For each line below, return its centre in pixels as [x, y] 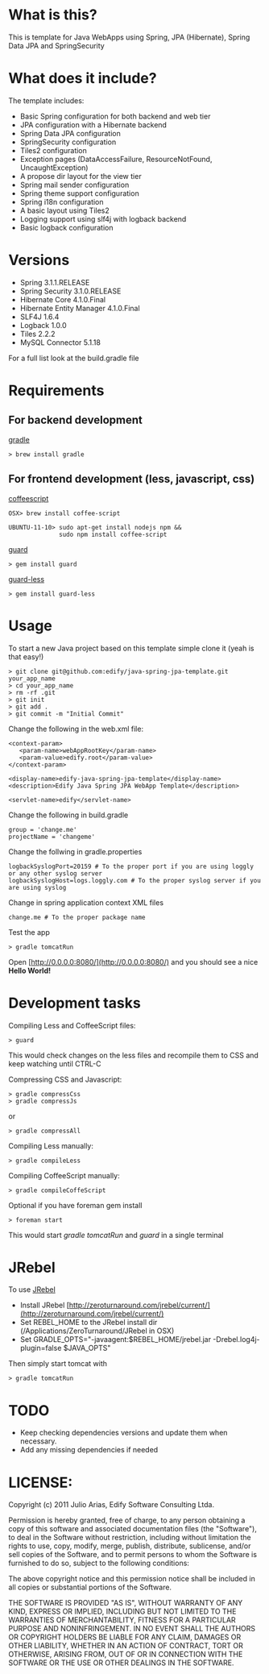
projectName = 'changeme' [52, 837]
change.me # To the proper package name [77, 917]
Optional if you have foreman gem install [75, 1205]
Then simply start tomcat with [58, 1364]
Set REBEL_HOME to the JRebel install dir [89, 1323]
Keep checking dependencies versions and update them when [124, 1433]
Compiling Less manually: [51, 1145]
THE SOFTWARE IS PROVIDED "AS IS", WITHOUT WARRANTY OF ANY [126, 1603]
